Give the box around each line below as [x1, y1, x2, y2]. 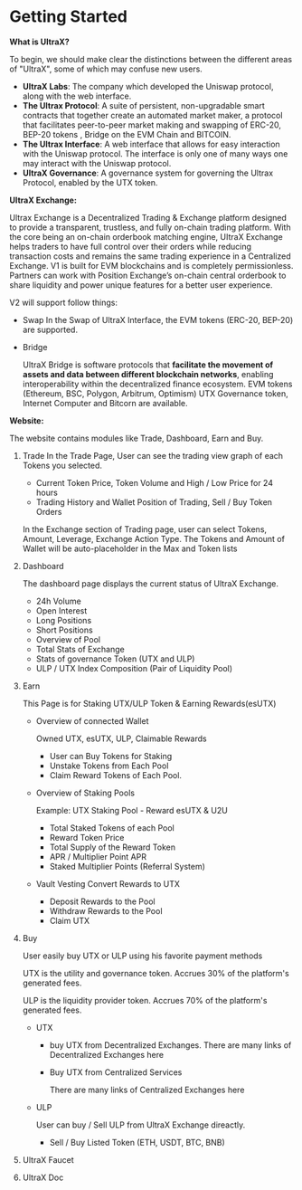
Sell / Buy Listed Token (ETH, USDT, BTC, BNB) [49, 1137, 226, 1147]
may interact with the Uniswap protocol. [22, 157, 172, 168]
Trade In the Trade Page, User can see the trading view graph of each [22, 450, 283, 461]
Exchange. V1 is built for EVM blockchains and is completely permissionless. [9, 260, 294, 271]
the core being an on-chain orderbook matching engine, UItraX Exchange [9, 231, 283, 242]
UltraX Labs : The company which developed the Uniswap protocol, [22, 81, 274, 91]
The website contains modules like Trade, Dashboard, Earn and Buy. [9, 433, 264, 443]
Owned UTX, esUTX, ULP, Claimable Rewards [35, 733, 207, 744]
